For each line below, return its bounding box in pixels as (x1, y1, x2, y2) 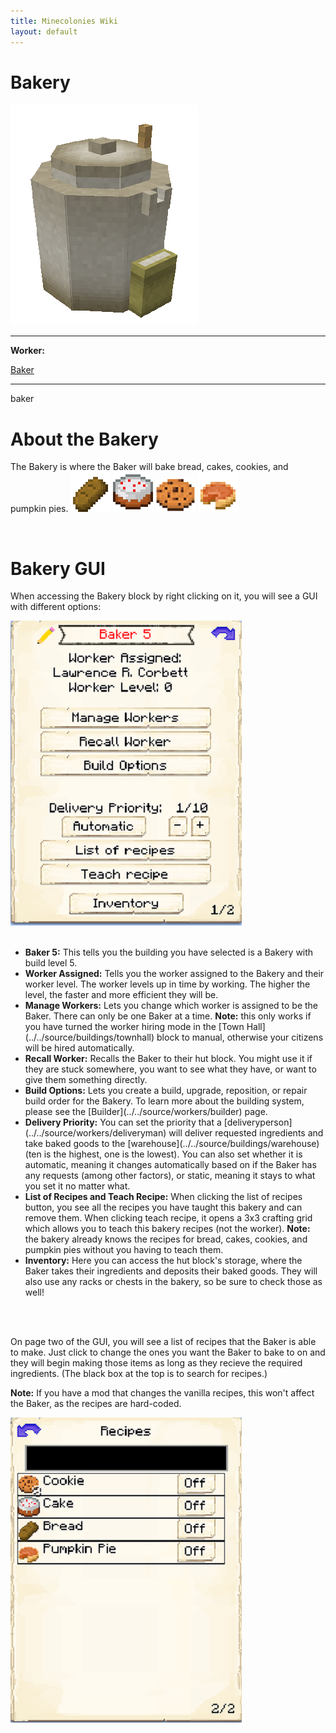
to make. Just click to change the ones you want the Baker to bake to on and (10, 1346, 326, 1359)
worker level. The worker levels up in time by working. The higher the (24, 978, 311, 990)
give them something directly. (24, 1074, 148, 1086)
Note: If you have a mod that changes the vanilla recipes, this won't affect (10, 1387, 315, 1399)
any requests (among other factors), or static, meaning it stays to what (24, 1170, 316, 1182)
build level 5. (24, 957, 78, 969)
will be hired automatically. (24, 1042, 135, 1054)
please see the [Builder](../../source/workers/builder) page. (24, 1106, 268, 1118)
